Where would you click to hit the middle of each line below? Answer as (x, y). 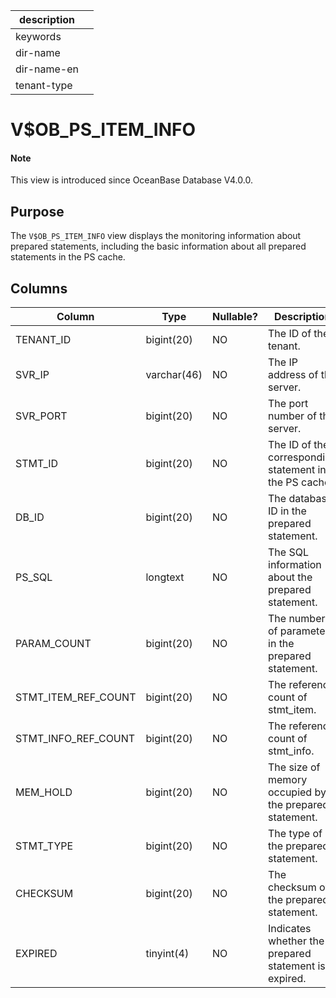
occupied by (297, 792)
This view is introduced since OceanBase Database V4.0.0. (131, 180)
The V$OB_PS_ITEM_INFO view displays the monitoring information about (156, 236)
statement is (297, 966)
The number (297, 619)
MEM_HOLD (44, 792)
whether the (296, 941)
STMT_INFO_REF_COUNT (75, 739)
